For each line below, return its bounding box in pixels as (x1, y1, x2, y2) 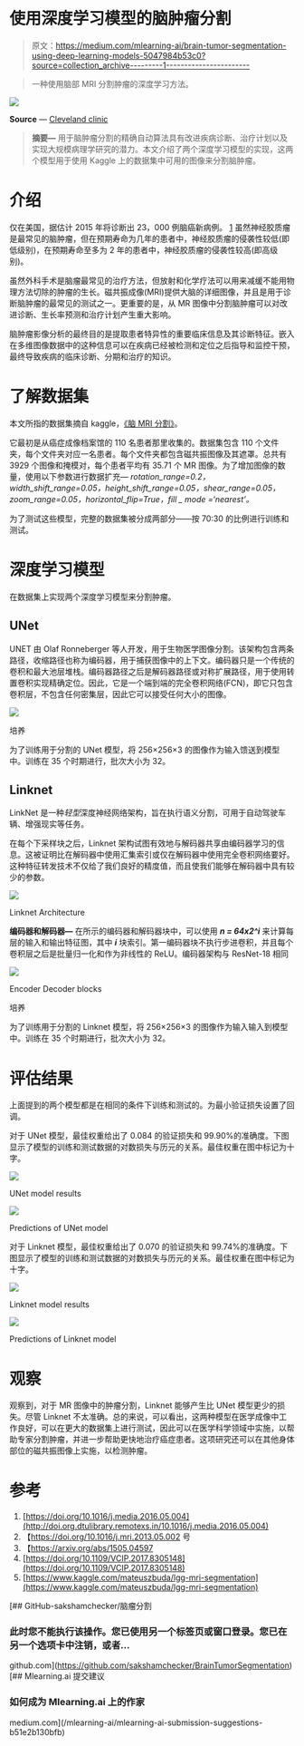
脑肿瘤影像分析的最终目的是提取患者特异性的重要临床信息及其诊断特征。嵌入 (9, 328, 295, 339)
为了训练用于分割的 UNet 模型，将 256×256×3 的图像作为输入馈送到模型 (9, 744, 280, 755)
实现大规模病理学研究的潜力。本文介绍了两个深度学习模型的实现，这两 (31, 143, 294, 154)
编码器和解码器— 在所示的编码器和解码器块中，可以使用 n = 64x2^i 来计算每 (9, 926, 294, 936)
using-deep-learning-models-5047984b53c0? (31, 50, 206, 61)
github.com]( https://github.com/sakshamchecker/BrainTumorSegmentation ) (9, 1660, 292, 1671)
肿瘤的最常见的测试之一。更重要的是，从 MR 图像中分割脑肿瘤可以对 (24, 297, 280, 308)
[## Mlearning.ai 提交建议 (9, 1671, 106, 1682)
